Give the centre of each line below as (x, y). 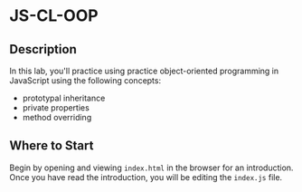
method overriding (57, 117)
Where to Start (52, 146)
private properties (56, 108)
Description (43, 49)
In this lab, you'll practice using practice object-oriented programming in (144, 71)
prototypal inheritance (64, 98)
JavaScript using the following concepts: (85, 81)
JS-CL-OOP (54, 16)
